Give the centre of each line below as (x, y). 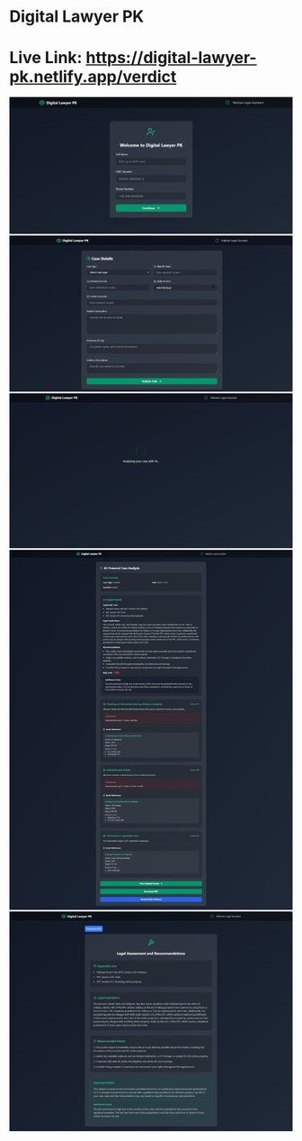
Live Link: (46, 58)
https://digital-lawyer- (172, 58)
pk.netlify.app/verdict (93, 77)
